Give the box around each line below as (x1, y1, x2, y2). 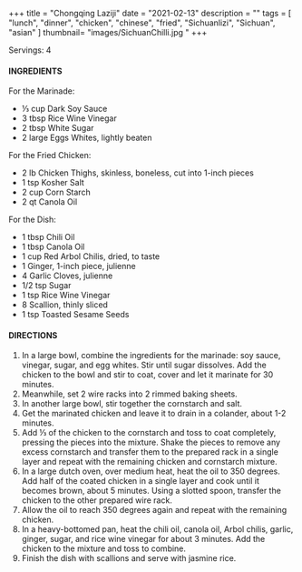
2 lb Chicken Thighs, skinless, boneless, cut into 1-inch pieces (21, 167, 255, 178)
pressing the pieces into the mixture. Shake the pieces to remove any (21, 437, 281, 448)
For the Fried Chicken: (8, 150, 92, 161)
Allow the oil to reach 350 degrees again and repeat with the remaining (21, 505, 287, 516)
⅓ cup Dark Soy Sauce (21, 104, 108, 115)
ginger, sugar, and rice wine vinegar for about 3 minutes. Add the (21, 534, 266, 545)
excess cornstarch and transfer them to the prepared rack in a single (21, 447, 278, 457)
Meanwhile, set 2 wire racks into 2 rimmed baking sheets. (21, 388, 238, 399)
